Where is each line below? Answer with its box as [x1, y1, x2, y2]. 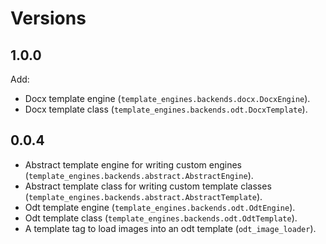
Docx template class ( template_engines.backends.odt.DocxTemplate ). [24, 103, 308, 115]
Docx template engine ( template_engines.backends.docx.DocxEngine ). [24, 93, 311, 104]
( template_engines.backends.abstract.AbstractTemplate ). [24, 190, 263, 202]
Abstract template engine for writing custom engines [24, 158, 242, 171]
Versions [10, 7, 87, 30]
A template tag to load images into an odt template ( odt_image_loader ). [24, 222, 317, 234]
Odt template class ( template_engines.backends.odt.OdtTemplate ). [24, 212, 298, 224]
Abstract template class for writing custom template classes [24, 180, 272, 192]
